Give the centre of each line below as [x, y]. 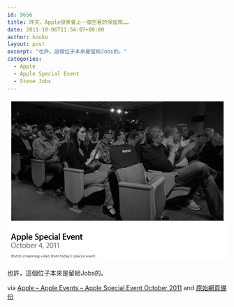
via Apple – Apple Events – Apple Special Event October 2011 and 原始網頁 [114, 288]
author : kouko [28, 37]
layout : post [26, 44]
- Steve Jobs [32, 81]
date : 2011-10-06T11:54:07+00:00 [56, 29]
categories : [24, 59]
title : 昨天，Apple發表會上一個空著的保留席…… [68, 22]
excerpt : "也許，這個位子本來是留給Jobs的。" [67, 52]
